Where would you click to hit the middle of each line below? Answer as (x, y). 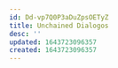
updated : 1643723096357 (53, 42)
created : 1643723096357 (53, 50)
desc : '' (25, 34)
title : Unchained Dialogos (59, 26)
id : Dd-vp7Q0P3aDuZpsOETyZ (59, 17)
